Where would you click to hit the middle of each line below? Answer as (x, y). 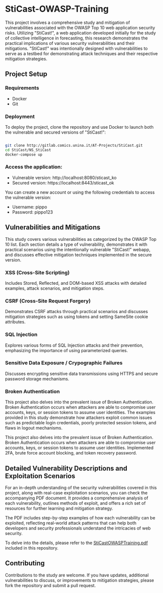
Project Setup (26, 74)
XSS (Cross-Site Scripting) (37, 273)
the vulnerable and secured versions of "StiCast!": (55, 132)
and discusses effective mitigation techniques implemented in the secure (79, 255)
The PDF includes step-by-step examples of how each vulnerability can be (80, 517)
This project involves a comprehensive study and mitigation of (68, 22)
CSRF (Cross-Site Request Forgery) (48, 301)
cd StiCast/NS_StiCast (28, 150)
